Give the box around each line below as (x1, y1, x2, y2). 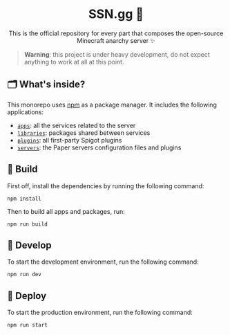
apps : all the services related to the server (17, 121, 136, 129)
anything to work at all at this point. (23, 57, 124, 66)
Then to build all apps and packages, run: (7, 207, 126, 215)
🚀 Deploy (7, 290, 47, 302)
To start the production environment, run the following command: (7, 308, 193, 317)
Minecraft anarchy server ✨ (77, 36, 155, 44)
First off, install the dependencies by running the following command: (7, 181, 204, 190)
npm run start (7, 322, 48, 329)
